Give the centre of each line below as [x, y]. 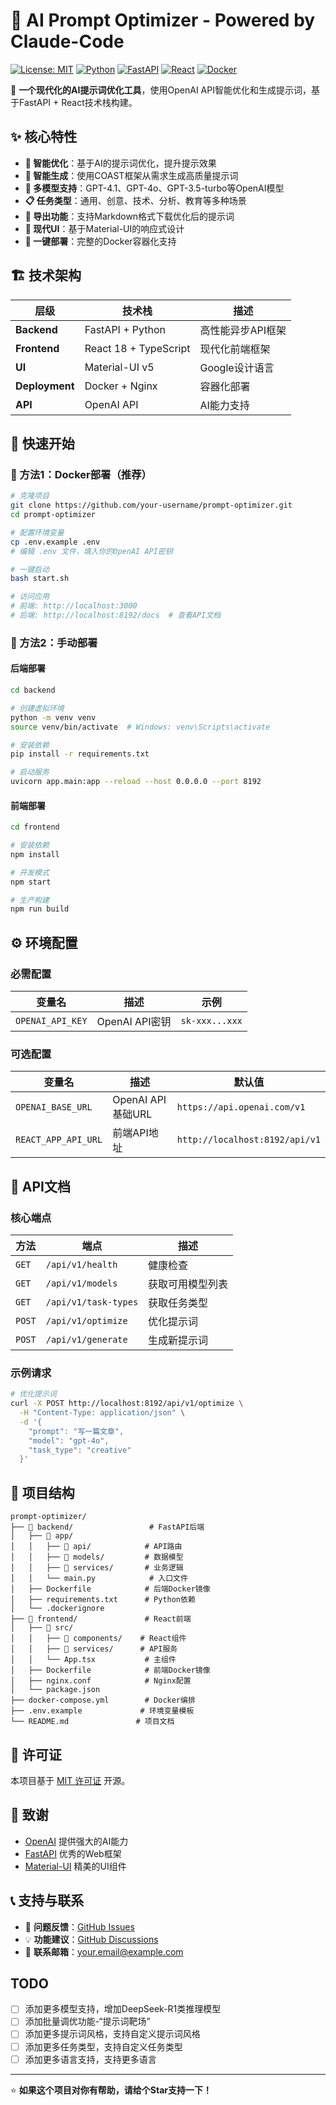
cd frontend [35, 827]
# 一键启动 [30, 569]
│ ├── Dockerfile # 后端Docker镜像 [110, 1589]
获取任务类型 [178, 1302]
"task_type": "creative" [80, 1450]
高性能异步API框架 [243, 330]
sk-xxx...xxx [211, 1021]
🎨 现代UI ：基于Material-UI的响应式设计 [104, 228]
